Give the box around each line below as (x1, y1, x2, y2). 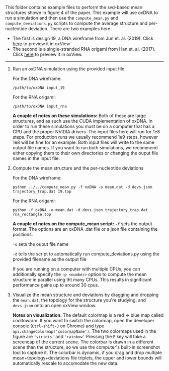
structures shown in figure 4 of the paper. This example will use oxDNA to (5, 10, 158, 16)
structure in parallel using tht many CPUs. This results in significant (12, 276, 152, 283)
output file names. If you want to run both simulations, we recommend (12, 145, 158, 150)
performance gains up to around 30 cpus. (12, 282, 100, 288)
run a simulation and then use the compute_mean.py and (5, 15, 119, 21)
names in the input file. (12, 155, 60, 161)
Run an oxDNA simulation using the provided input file (12, 66, 125, 72)
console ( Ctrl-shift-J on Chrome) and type (12, 323, 105, 329)
